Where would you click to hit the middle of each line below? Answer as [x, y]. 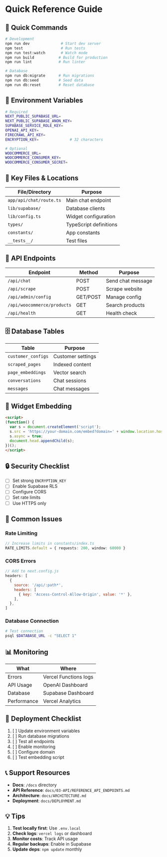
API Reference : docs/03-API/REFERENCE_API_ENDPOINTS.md [71, 790]
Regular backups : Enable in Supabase [52, 844]
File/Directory [34, 192]
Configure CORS [29, 492]
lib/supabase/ [24, 208]
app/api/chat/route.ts [34, 200]
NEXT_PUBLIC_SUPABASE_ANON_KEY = [39, 121]
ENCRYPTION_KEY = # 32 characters [54, 140]
